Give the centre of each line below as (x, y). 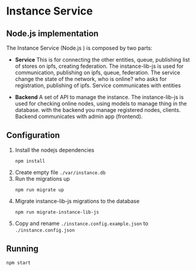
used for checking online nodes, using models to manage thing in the (101, 103)
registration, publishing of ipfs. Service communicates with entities (98, 85)
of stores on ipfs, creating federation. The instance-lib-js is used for (99, 66)
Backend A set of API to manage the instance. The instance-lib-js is (99, 97)
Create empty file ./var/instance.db (60, 172)
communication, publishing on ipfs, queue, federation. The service (97, 73)
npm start (19, 263)
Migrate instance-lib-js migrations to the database (77, 201)
